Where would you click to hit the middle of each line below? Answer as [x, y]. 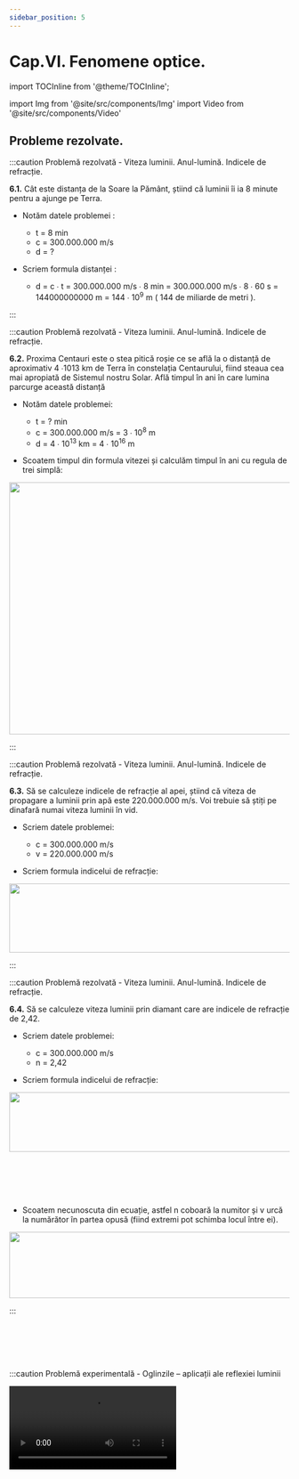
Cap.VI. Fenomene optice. [108, 61]
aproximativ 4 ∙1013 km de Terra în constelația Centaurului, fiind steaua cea [147, 368]
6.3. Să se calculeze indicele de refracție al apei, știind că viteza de [133, 791]
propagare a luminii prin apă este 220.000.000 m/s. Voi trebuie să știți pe [143, 800]
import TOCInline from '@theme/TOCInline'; [89, 86]
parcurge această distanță [57, 387]
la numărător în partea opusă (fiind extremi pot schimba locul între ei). [150, 1220]
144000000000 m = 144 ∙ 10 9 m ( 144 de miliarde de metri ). [145, 297]
